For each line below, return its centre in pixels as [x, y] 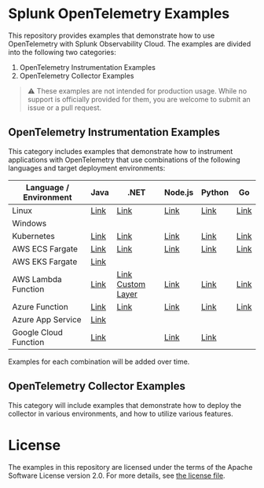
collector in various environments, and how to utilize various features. [121, 413]
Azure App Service [47, 319]
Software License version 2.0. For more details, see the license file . [117, 475]
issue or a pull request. [64, 108]
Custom [131, 284]
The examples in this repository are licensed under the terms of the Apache [130, 467]
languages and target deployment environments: [87, 168]
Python [215, 192]
